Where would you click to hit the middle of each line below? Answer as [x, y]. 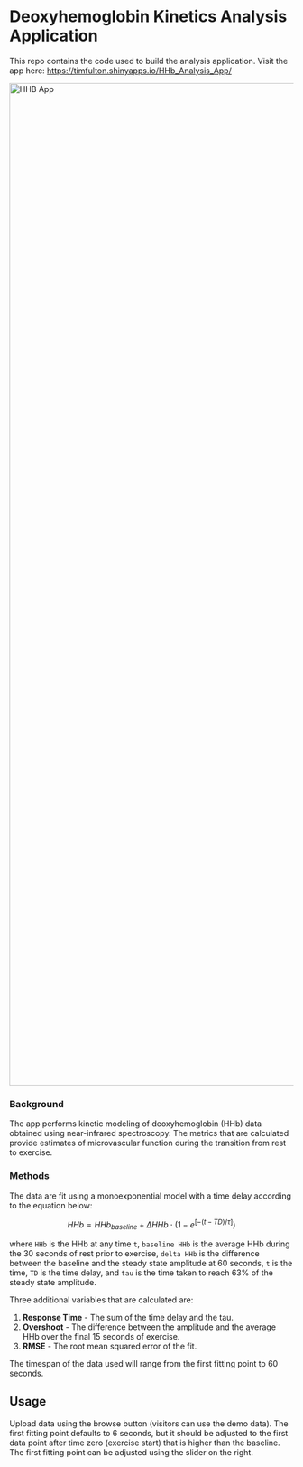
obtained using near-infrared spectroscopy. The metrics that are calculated [149, 1133]
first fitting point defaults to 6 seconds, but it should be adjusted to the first [149, 1433]
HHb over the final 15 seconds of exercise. [101, 1336]
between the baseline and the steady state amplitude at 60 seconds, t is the [151, 1263]
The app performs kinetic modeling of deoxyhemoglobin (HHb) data [136, 1124]
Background [37, 1104]
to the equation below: [51, 1205]
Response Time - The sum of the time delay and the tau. [128, 1317]
